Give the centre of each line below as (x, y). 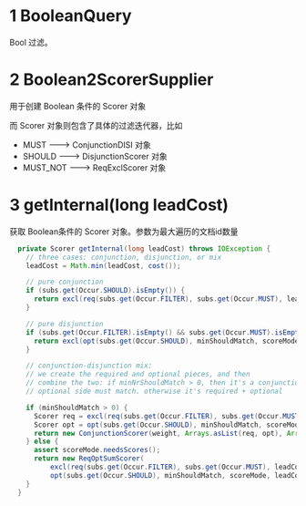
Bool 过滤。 (31, 42)
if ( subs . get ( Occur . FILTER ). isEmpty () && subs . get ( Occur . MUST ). (150, 332)
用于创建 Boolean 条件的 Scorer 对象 (78, 106)
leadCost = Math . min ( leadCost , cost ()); (103, 265)
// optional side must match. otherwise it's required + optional (154, 392)
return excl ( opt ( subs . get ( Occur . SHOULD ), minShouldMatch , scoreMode (166, 341)
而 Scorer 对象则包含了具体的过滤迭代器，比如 (96, 125)
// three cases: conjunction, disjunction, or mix (124, 257)
